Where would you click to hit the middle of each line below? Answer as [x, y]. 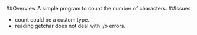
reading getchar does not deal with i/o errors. [70, 26]
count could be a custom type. [52, 20]
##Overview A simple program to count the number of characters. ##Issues [98, 8]
